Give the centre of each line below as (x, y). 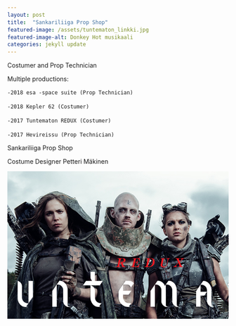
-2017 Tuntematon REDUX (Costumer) (59, 121)
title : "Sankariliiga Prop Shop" (58, 22)
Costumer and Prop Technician (52, 65)
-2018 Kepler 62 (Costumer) (48, 107)
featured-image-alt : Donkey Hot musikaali (70, 37)
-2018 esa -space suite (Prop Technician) (70, 93)
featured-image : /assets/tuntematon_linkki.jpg (78, 30)
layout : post (26, 15)
